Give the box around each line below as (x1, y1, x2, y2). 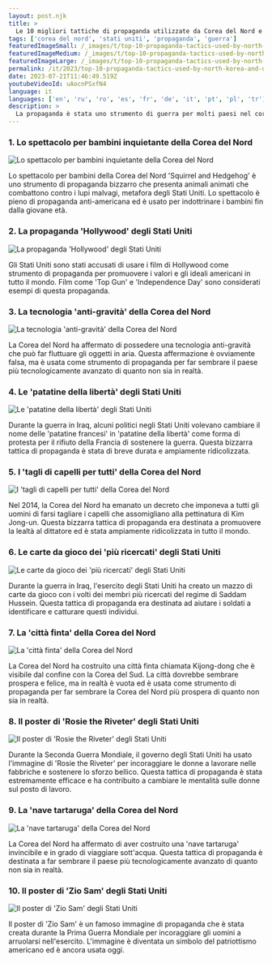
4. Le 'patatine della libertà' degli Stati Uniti (8, 386, 182, 398)
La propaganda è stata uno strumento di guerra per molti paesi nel (15, 110, 252, 118)
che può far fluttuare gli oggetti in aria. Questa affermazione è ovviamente (8, 348, 255, 358)
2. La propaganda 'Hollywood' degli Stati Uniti (8, 226, 193, 237)
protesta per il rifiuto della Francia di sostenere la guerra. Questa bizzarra (8, 437, 253, 447)
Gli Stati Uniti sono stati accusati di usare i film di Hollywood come (8, 260, 229, 269)
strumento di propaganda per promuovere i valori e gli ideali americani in (8, 269, 251, 278)
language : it (8, 87, 53, 96)
